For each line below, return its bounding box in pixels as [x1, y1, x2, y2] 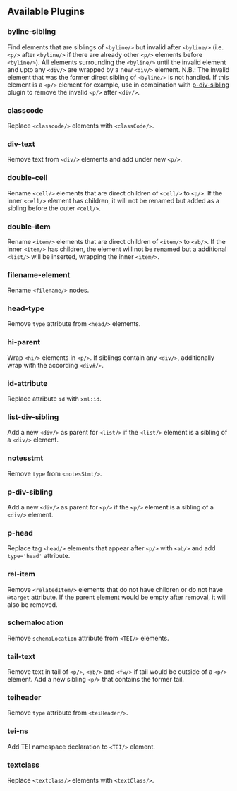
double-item [7, 222, 51, 231]
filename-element [7, 270, 71, 279]
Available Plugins [7, 6, 85, 18]
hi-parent [7, 337, 41, 347]
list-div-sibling [7, 412, 59, 422]
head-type [7, 303, 44, 313]
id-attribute [7, 378, 48, 388]
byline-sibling [7, 27, 56, 37]
